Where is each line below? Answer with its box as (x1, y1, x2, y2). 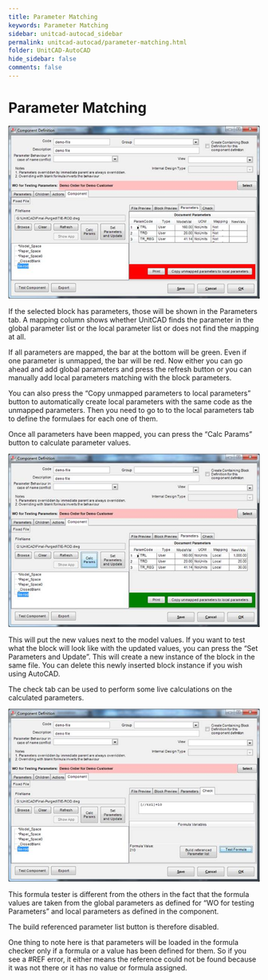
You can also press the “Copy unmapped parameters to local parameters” (8, 388, 251, 398)
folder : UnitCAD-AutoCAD (8, 46, 91, 55)
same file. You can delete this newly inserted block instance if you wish (8, 660, 243, 670)
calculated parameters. (8, 692, 85, 702)
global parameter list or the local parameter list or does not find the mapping (8, 323, 259, 333)
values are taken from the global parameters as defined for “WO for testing (8, 899, 255, 908)
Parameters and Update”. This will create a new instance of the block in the (8, 652, 255, 661)
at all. (8, 331, 26, 341)
